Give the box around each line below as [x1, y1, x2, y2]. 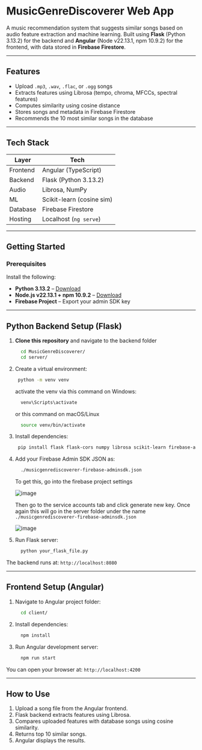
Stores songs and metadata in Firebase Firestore [14, 108, 136, 115]
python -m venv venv [17, 377, 70, 383]
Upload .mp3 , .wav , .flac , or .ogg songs [14, 83, 113, 90]
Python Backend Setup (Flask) [6, 321, 122, 331]
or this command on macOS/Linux [14, 410, 100, 417]
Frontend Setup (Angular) [6, 582, 104, 592]
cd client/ [20, 610, 48, 616]
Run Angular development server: [14, 643, 99, 651]
